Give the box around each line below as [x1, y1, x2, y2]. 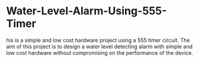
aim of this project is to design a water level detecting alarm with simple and [6, 43, 193, 50]
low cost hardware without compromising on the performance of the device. [6, 49, 194, 56]
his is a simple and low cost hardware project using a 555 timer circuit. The [6, 36, 191, 44]
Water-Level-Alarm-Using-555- [6, 4, 167, 18]
